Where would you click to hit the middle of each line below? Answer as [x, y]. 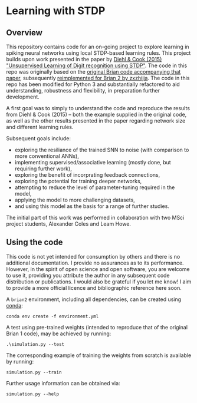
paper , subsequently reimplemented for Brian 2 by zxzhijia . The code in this [98, 78]
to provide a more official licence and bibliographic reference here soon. [94, 288]
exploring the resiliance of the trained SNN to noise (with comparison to [102, 150]
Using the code [35, 242]
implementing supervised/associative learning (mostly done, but [93, 162]
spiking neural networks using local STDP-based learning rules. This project [98, 53]
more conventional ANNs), [47, 156]
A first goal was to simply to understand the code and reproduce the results [98, 108]
